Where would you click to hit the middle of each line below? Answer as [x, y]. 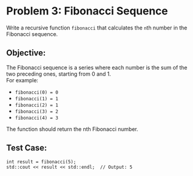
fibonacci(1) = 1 [37, 99]
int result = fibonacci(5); [41, 162]
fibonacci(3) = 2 [37, 111]
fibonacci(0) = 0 [37, 92]
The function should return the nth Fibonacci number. [72, 129]
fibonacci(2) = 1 [37, 105]
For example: [22, 80]
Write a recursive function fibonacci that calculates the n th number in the [97, 28]
